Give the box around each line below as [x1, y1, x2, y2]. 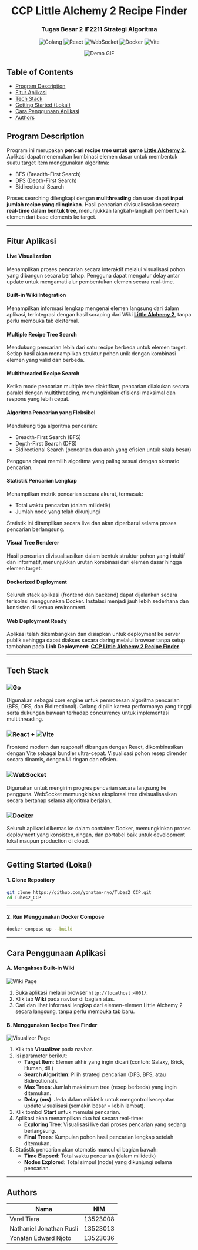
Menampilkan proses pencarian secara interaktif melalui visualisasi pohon [6, 265, 186, 272]
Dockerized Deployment [6, 578, 67, 585]
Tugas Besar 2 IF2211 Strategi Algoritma [41, 25, 157, 34]
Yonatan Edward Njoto [9, 1233, 72, 1242]
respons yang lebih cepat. [6, 395, 70, 403]
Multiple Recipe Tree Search [6, 331, 77, 338]
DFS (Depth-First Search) [15, 177, 77, 184]
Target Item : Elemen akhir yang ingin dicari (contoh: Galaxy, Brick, [24, 1058, 185, 1066]
